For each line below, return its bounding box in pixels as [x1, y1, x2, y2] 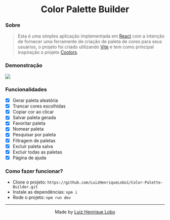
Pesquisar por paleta [12, 132, 56, 138]
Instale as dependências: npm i [12, 189, 77, 195]
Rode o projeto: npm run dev [12, 194, 71, 201]
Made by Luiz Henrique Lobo [55, 209, 115, 215]
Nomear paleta [12, 126, 44, 132]
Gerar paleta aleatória [12, 97, 58, 103]
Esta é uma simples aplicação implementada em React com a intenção [17, 33, 165, 39]
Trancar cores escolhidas [12, 103, 66, 109]
